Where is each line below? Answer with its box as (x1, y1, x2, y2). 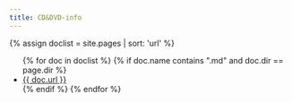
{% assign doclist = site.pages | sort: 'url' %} (9, 38, 176, 48)
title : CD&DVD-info (9, 13, 82, 22)
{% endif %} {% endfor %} (21, 83, 122, 94)
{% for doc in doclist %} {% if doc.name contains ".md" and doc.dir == (21, 55, 284, 65)
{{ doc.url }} (21, 73, 67, 85)
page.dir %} (21, 64, 67, 75)
